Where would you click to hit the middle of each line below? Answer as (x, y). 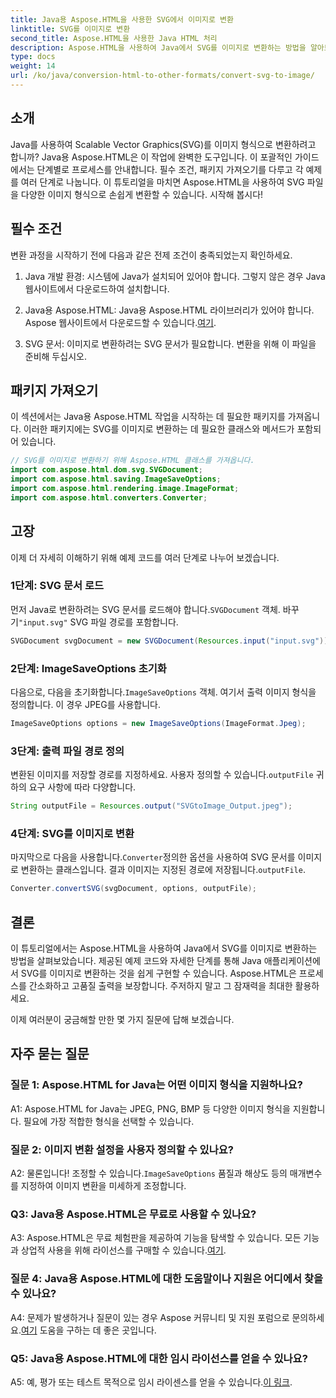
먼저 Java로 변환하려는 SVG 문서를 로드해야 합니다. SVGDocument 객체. (145, 609)
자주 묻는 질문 (50, 1054)
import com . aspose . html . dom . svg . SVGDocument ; (106, 470)
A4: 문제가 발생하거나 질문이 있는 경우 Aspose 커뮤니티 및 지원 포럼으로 (150, 1317)
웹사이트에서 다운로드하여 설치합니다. (97, 288)
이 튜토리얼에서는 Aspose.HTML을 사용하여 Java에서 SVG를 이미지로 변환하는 (164, 948)
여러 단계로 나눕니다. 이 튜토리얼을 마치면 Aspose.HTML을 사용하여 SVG (162, 182)
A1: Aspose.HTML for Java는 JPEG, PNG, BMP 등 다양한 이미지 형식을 (150, 1108)
